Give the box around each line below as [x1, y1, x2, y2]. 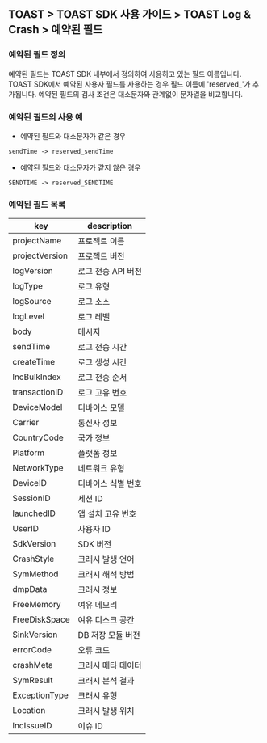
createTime [12, 357, 56, 368]
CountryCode [12, 432, 65, 443]
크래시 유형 [77, 690, 118, 702]
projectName [12, 235, 62, 247]
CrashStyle [12, 553, 55, 564]
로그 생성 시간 [77, 357, 127, 368]
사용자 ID [77, 524, 111, 535]
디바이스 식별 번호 [77, 478, 143, 489]
